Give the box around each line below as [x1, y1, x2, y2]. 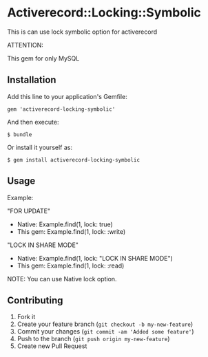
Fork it [17, 313, 36, 321]
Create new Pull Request [17, 342, 87, 350]
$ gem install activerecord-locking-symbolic [7, 156, 140, 163]
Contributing [7, 294, 63, 306]
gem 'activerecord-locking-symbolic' [7, 105, 116, 113]
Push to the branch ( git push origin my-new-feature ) [17, 335, 170, 343]
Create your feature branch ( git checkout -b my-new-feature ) [17, 320, 194, 328]
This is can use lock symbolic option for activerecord [7, 28, 158, 36]
